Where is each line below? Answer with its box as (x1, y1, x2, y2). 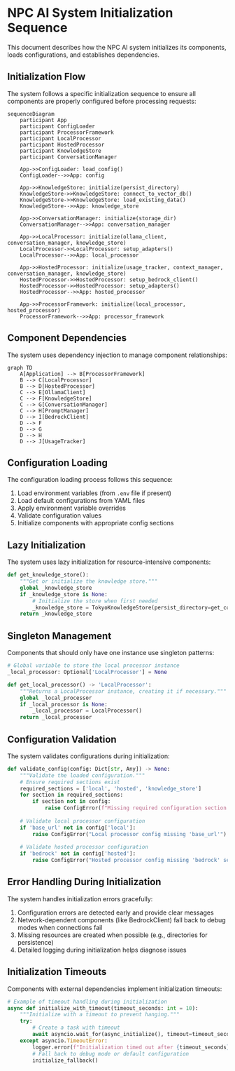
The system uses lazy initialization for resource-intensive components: (7, 558, 211, 566)
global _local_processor (20, 694, 92, 701)
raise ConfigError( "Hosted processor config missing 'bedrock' (32, 857, 220, 864)
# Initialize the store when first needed (32, 598, 158, 605)
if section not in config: (32, 798, 111, 805)
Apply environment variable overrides (17, 504, 126, 513)
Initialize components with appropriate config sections (17, 519, 174, 527)
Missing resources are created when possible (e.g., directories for (17, 931, 208, 939)
